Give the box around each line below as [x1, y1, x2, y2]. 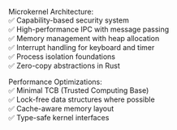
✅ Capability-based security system [8, 15, 130, 25]
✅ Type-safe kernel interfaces [8, 113, 110, 122]
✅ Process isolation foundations [8, 52, 116, 61]
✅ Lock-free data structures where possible [8, 94, 156, 104]
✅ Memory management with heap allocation [8, 34, 160, 43]
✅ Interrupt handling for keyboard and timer [8, 43, 155, 52]
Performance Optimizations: [8, 77, 103, 86]
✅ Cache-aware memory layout [8, 104, 114, 113]
